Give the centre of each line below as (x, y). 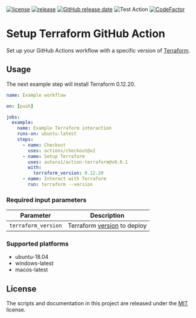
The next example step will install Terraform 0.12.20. (71, 84)
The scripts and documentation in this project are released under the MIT (97, 303)
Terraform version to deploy (107, 226)
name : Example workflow (36, 95)
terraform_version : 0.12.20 (68, 173)
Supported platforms (38, 244)
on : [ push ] (20, 106)
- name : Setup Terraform (53, 156)
